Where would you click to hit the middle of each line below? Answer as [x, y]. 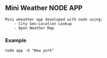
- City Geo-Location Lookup [43, 24]
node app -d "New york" [30, 51]
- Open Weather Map [34, 28]
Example [16, 40]
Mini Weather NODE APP [44, 8]
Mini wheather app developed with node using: [54, 19]
